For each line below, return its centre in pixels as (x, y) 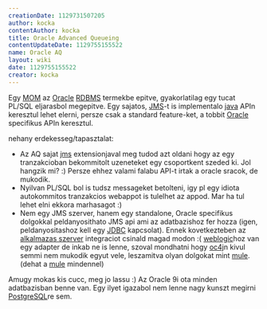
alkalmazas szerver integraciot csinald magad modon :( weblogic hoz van (139, 238)
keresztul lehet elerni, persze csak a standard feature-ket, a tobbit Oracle (128, 114)
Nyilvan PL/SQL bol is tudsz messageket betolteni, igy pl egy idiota (130, 187)
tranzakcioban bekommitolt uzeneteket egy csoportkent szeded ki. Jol (135, 162)
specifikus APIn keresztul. (51, 123)
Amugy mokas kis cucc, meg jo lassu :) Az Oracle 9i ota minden (113, 279)
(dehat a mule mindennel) (62, 264)
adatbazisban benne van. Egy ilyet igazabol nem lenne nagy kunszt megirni (132, 287)
